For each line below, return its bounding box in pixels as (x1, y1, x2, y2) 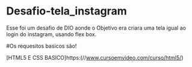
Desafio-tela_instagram (6, 4, 128, 18)
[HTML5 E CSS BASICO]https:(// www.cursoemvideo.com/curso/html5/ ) (6, 54, 184, 61)
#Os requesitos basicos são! (6, 42, 77, 49)
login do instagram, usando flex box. (6, 30, 97, 37)
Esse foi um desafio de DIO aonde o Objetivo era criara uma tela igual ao (6, 24, 187, 31)
